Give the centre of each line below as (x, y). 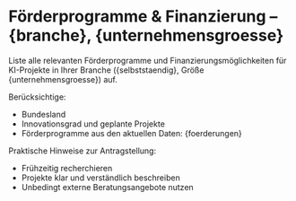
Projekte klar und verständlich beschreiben (100, 178)
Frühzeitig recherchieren (67, 168)
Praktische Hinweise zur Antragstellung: (83, 151)
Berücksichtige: (37, 97)
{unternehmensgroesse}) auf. (63, 79)
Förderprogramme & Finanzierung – (143, 17)
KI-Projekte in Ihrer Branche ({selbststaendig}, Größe (106, 70)
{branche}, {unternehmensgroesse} (146, 35)
